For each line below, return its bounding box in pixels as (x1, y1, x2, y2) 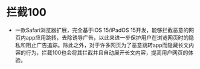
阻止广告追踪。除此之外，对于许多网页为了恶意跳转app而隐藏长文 (25, 41, 189, 49)
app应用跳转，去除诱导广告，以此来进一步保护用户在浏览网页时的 (25, 34, 189, 41)
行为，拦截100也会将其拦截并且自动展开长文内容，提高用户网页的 (25, 49, 189, 56)
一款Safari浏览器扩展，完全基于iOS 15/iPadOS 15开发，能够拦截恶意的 (15, 26, 189, 34)
